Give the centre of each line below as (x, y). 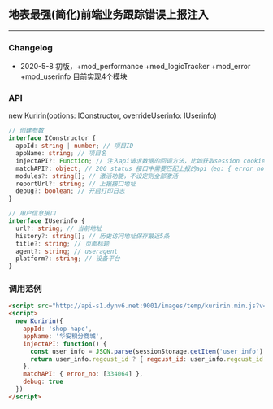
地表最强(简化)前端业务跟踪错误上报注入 (108, 15)
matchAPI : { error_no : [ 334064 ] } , (83, 374)
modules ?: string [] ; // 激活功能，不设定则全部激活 (97, 176)
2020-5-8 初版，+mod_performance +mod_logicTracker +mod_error (135, 67)
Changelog (30, 47)
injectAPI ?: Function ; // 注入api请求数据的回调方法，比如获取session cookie (141, 161)
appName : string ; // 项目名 (61, 154)
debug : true (43, 382)
